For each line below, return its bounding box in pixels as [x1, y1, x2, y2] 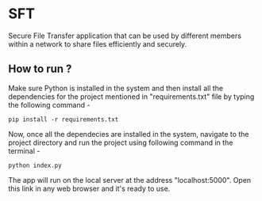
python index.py [8, 161, 62, 169]
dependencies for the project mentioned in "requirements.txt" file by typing [8, 92, 255, 101]
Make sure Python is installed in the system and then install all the [8, 83, 224, 93]
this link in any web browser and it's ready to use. [8, 184, 171, 193]
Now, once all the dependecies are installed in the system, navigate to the [8, 129, 249, 138]
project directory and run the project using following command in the [8, 138, 233, 147]
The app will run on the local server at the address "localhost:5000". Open [8, 175, 252, 184]
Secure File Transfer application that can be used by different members [8, 31, 242, 40]
